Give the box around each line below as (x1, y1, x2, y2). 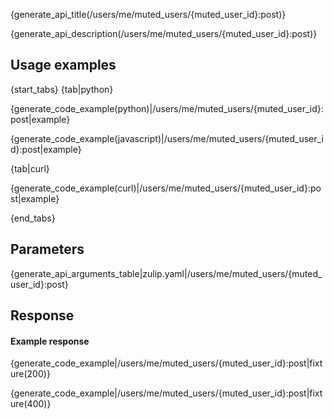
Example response (10, 335, 90, 347)
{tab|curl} (10, 162, 50, 174)
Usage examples (10, 57, 117, 74)
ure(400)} (10, 398, 52, 410)
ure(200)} (10, 368, 51, 380)
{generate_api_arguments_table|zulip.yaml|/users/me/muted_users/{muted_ (10, 267, 323, 279)
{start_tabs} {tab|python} (10, 83, 114, 95)
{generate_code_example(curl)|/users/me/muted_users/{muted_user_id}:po (10, 182, 322, 194)
